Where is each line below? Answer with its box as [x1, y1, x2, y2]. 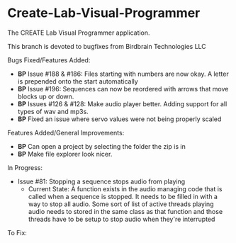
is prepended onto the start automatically [17, 77, 138, 86]
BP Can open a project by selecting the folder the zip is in [17, 142, 186, 150]
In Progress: [7, 163, 43, 171]
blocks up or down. [17, 92, 74, 101]
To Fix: [7, 228, 27, 237]
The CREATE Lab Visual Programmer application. [7, 28, 150, 37]
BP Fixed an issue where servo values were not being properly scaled [17, 115, 222, 123]
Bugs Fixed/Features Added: [7, 55, 91, 64]
